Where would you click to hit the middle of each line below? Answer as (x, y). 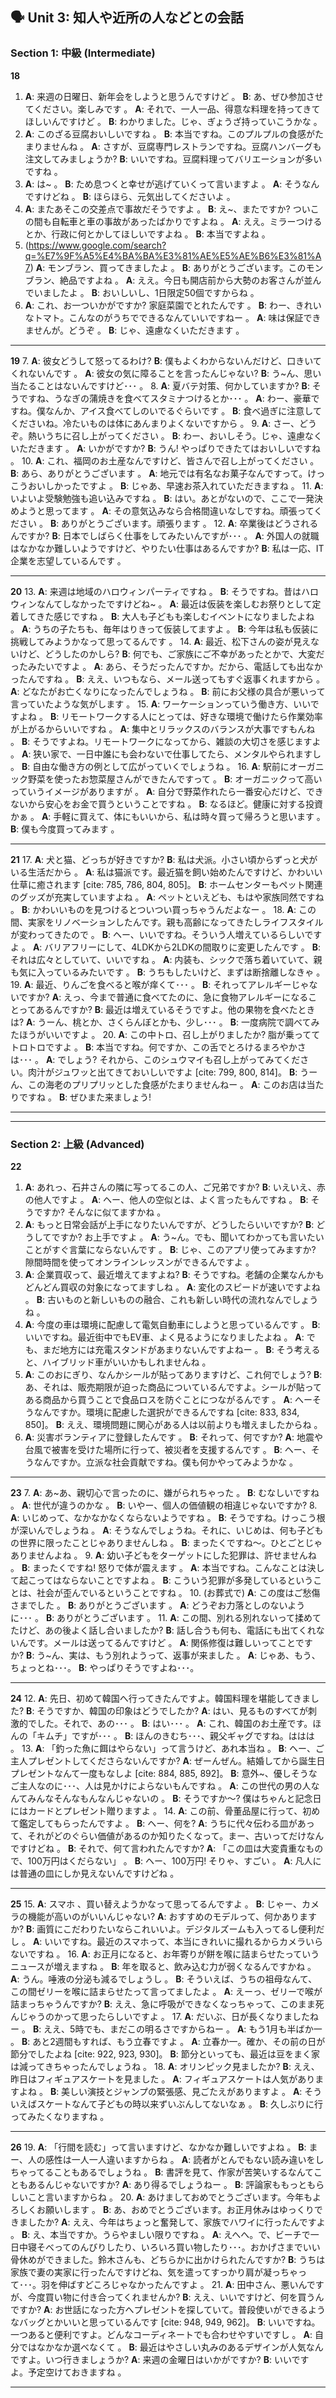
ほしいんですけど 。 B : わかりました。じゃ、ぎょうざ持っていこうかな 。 (173, 121)
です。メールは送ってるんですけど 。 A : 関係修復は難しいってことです (170, 1642)
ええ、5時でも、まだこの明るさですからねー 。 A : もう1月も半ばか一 (183, 2029)
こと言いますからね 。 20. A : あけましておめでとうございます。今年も (170, 2197)
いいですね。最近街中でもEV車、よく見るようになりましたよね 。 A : (164, 1337)
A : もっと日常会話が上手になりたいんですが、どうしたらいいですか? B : (169, 1224)
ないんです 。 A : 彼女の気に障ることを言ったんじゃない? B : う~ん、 (166, 373)
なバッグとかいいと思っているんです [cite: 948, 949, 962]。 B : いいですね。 (165, 2322)
